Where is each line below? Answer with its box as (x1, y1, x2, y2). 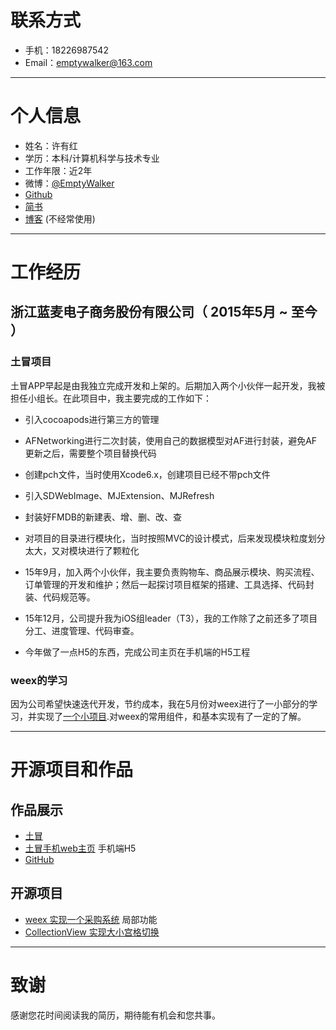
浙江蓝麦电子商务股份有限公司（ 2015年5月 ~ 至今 (10, 304, 318, 321)
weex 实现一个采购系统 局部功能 (24, 913, 158, 925)
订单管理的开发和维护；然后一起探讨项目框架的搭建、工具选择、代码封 (24, 578, 315, 590)
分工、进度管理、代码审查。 (24, 624, 140, 636)
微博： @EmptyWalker (24, 177, 115, 189)
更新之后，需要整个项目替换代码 (24, 447, 157, 459)
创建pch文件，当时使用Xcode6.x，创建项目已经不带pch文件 (24, 468, 271, 480)
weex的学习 (10, 673, 68, 687)
